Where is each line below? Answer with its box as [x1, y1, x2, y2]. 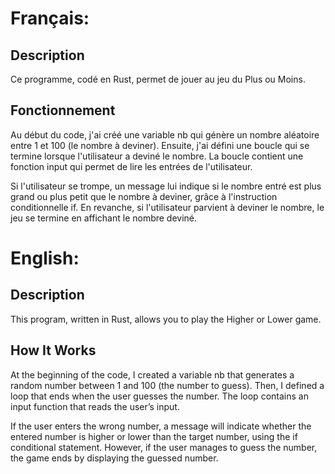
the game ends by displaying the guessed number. [10, 452, 219, 464]
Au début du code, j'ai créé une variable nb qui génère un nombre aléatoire [10, 128, 320, 141]
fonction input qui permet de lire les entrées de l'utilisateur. [10, 160, 253, 172]
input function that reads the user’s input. [10, 400, 180, 412]
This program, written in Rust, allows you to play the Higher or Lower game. [10, 313, 322, 325]
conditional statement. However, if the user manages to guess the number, [10, 441, 318, 453]
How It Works [10, 342, 97, 359]
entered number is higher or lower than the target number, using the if [10, 430, 298, 442]
